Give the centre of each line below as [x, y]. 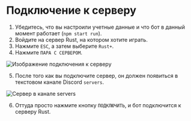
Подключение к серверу [71, 10]
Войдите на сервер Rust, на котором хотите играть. [81, 40]
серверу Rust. [33, 111]
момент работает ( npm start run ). [58, 33]
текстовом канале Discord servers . [59, 82]
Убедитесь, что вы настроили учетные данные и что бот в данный [100, 27]
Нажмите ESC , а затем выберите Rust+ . [64, 46]
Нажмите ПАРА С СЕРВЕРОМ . [49, 52]
